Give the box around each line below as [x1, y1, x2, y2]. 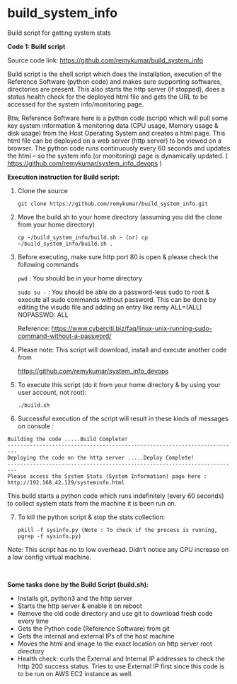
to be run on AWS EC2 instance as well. [17, 669, 133, 678]
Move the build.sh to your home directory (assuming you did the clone [17, 212, 223, 221]
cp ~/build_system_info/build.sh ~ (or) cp [17, 234, 149, 241]
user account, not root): [17, 388, 87, 396]
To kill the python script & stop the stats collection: [17, 513, 166, 521]
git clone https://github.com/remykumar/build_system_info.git [17, 200, 209, 207]
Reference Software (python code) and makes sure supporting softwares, [7, 77, 222, 86]
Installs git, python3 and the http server [17, 594, 133, 602]
